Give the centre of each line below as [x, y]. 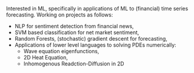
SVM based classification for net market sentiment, [77, 32]
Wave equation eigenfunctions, [61, 51]
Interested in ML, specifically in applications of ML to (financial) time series [97, 9]
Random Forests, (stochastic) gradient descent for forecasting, [91, 39]
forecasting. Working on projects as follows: [60, 15]
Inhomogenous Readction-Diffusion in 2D [74, 64]
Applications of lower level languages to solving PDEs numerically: [96, 45]
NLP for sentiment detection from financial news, [74, 26]
